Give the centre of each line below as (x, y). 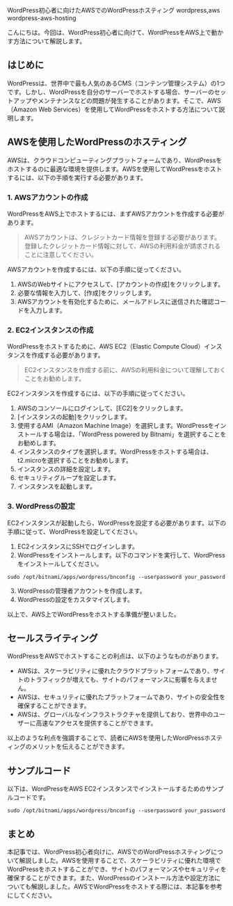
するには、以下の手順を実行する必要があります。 (77, 177)
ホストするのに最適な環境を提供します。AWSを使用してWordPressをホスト (115, 168)
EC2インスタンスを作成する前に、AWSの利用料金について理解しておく (125, 370)
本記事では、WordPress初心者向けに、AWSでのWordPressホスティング (109, 852)
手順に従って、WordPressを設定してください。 (74, 532)
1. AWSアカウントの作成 (48, 197)
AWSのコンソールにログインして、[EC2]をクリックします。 (102, 408)
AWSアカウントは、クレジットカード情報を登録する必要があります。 (122, 237)
